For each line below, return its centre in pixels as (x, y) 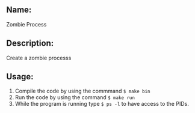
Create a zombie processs (39, 58)
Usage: (20, 77)
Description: (30, 44)
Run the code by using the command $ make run (75, 97)
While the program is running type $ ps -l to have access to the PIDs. (102, 104)
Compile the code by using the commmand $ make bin (82, 91)
